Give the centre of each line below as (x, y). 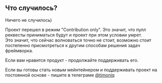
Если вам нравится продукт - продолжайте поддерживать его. (72, 60)
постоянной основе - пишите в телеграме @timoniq (60, 75)
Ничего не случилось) (28, 20)
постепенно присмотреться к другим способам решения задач (73, 45)
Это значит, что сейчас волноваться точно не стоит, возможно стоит (78, 40)
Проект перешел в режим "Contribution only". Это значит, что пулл (76, 30)
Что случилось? (31, 8)
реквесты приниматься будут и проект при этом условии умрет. (74, 35)
